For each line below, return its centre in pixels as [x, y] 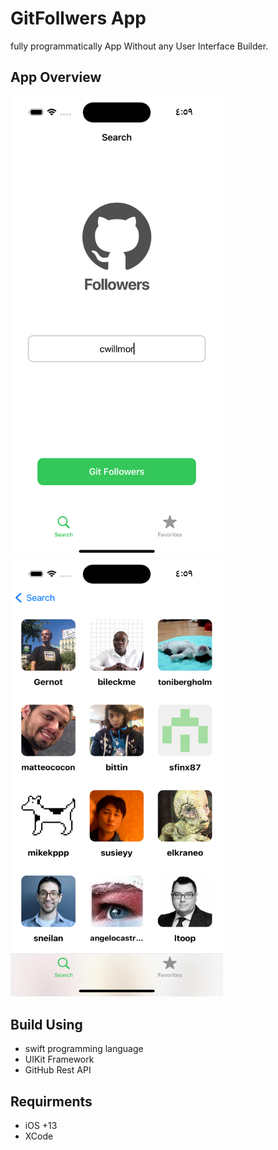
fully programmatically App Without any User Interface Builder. [139, 46]
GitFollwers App [78, 18]
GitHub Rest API [58, 1070]
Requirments [51, 1101]
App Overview [56, 77]
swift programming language [84, 1049]
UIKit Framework [59, 1059]
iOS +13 [41, 1125]
